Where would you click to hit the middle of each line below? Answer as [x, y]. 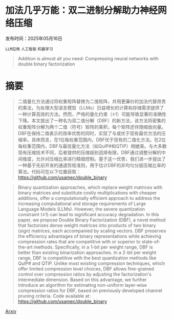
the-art [25, 247]
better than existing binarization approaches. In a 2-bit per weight [87, 252]
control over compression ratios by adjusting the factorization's [85, 274]
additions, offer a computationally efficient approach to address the [89, 198]
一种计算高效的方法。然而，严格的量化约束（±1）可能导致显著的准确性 [92, 114]
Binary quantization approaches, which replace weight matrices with [90, 187]
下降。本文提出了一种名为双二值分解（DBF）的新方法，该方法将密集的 [92, 120]
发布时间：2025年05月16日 [34, 38]
